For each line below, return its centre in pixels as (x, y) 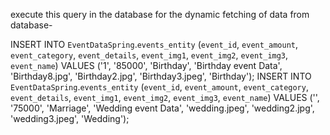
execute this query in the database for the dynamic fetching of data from (160, 14)
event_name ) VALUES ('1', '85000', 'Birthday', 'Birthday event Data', (146, 65)
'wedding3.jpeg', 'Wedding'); (70, 118)
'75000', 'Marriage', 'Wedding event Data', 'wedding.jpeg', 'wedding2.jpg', (162, 108)
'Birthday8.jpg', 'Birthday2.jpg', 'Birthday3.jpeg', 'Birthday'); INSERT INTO (161, 76)
